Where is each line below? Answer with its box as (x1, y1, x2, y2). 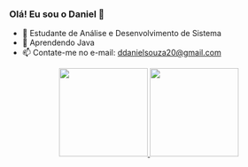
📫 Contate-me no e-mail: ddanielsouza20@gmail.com (21, 48, 221, 58)
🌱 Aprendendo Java (21, 37, 95, 48)
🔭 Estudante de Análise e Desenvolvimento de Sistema (21, 28, 221, 39)
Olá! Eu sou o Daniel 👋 (9, 8, 105, 20)
